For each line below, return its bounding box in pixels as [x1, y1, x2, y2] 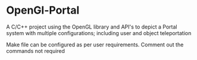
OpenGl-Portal [6, 4, 80, 17]
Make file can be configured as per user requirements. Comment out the [6, 41, 184, 48]
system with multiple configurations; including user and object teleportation [6, 29, 192, 36]
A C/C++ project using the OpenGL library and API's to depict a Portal [6, 23, 177, 30]
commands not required [6, 47, 65, 54]
